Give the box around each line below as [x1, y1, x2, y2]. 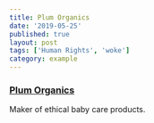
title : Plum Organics [9, 12, 90, 22]
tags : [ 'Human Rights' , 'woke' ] [9, 46, 130, 55]
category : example [9, 54, 78, 63]
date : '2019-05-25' [9, 21, 82, 30]
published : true [9, 29, 70, 38]
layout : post [9, 37, 58, 47]
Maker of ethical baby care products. [9, 104, 146, 115]
